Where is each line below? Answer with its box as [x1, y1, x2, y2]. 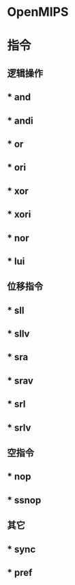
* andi [7, 115, 33, 126]
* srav [7, 375, 34, 386]
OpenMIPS [7, 4, 69, 20]
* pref [7, 566, 33, 578]
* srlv [7, 422, 31, 433]
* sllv [7, 328, 30, 340]
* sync [7, 543, 36, 555]
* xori [7, 208, 31, 221]
